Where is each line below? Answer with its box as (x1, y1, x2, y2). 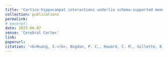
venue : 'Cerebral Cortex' (5, 30, 59, 35)
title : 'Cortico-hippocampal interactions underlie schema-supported (5, 7, 153, 12)
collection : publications (5, 12, 59, 17)
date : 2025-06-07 (5, 26, 41, 31)
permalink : (5, 16, 28, 21)
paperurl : (5, 40, 26, 45)
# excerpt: (5, 21, 28, 26)
